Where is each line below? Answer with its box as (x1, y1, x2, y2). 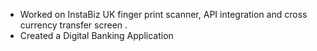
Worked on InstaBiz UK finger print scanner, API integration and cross (19, 9, 308, 20)
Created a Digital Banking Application (19, 30, 174, 41)
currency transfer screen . (19, 19, 128, 31)
